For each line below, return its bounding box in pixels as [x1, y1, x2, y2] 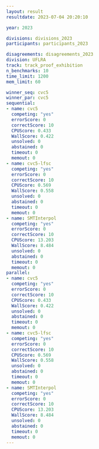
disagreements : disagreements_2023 [6, 51, 94, 58]
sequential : [6, 101, 35, 107]
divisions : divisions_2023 [6, 35, 72, 41]
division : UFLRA [6, 57, 46, 63]
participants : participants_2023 [6, 41, 88, 47]
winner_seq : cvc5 [6, 89, 49, 95]
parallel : [6, 270, 31, 276]
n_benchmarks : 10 [6, 68, 49, 74]
